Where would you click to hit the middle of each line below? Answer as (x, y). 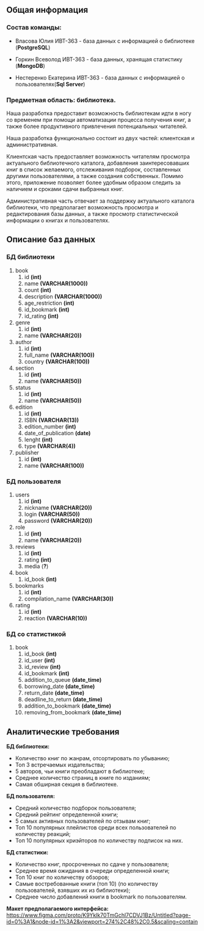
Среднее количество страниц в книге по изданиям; (83, 778)
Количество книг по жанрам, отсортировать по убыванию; (92, 758)
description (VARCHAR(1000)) (63, 296)
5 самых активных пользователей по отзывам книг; (83, 821)
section (24, 368)
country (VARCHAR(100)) (57, 361)
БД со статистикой (36, 634)
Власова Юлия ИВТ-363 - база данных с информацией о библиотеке (105, 41)
